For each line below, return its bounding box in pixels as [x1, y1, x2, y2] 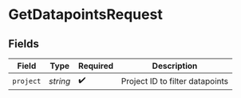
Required [78, 61, 114, 71]
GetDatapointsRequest [8, 6, 164, 24]
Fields [8, 37, 40, 51]
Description [152, 61, 198, 71]
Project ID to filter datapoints [120, 75, 229, 86]
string [49, 75, 71, 86]
